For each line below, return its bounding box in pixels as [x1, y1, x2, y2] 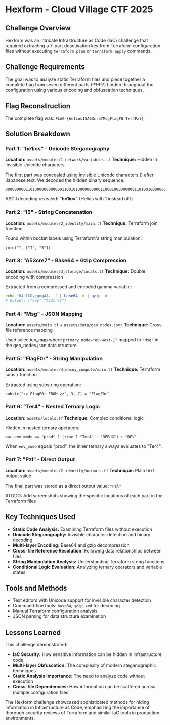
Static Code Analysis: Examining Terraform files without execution [12, 526, 153, 532]
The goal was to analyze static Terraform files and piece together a [5, 76, 145, 82]
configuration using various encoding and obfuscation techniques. [5, 87, 144, 93]
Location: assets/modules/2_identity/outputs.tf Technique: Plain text [5, 467, 154, 473]
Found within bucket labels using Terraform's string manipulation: [5, 235, 142, 241]
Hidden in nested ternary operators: [5, 425, 80, 431]
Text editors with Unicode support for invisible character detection [12, 597, 151, 603]
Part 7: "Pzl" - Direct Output [5, 456, 75, 463]
